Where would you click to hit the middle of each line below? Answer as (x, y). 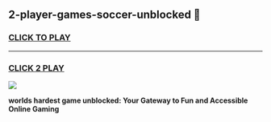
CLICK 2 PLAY (36, 67)
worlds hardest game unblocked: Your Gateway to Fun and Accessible (128, 100)
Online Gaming (34, 108)
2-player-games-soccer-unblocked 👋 (104, 15)
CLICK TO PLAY (40, 38)
